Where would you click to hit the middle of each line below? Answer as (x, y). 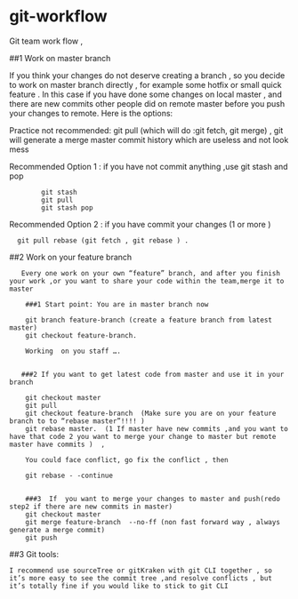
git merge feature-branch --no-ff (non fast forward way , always (153, 522)
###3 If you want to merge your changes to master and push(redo (153, 499)
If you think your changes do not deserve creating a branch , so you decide (147, 75)
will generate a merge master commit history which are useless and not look (149, 140)
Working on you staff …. (73, 351)
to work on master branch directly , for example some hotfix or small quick (145, 84)
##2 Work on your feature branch (71, 257)
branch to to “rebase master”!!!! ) (77, 421)
